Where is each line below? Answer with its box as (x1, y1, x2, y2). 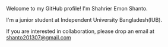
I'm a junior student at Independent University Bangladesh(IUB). (6, 16, 162, 23)
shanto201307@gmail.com (6, 34, 71, 41)
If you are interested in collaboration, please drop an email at (6, 28, 155, 35)
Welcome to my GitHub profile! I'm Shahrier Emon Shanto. (6, 5, 148, 12)
